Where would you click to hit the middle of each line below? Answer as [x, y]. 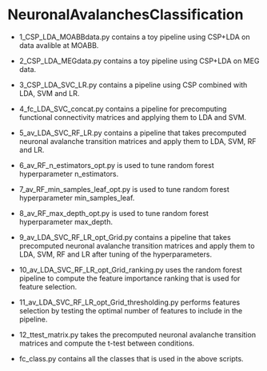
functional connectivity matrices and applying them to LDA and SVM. [133, 117]
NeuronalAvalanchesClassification [126, 15]
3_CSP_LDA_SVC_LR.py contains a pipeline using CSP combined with [133, 85]
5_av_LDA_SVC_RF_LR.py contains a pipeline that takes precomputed [133, 133]
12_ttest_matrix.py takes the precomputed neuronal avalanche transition [137, 334]
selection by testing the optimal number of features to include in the [131, 310]
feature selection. [48, 286]
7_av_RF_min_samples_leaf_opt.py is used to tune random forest [124, 189]
